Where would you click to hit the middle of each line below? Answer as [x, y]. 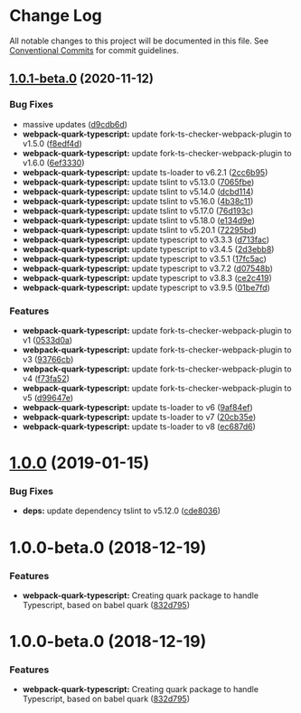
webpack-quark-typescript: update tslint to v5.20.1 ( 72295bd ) [140, 230]
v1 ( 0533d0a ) [47, 340]
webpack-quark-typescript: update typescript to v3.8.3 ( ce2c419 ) [147, 277]
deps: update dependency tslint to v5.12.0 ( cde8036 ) [122, 511]
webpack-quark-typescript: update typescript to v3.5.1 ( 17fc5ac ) [144, 258]
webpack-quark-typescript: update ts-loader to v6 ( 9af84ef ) [137, 407]
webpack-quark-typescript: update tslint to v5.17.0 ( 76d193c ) [138, 211]
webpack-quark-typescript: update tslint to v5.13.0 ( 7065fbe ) [138, 182]
